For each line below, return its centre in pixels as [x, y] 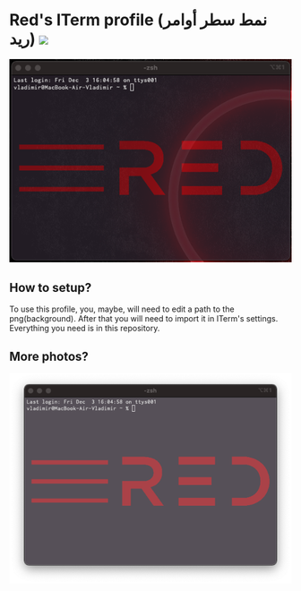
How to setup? [51, 287]
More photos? [49, 356]
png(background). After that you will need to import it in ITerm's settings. [144, 319]
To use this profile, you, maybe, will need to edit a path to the [122, 309]
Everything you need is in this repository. [85, 329]
